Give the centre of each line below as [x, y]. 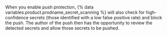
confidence [17, 18]
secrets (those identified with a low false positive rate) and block [96, 18]
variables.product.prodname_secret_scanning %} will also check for [75, 12]
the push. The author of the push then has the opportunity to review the [79, 23]
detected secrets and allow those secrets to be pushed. [62, 28]
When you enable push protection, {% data [49, 7]
